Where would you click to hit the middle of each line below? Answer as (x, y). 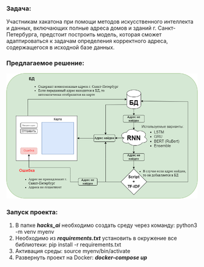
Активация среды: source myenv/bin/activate (73, 251)
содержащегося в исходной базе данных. (61, 47)
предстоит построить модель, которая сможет (101, 35)
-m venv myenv (35, 231)
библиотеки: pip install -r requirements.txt (68, 245)
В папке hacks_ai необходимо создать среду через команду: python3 (106, 225)
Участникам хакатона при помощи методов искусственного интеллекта (100, 22)
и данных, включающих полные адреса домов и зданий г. (81, 28)
